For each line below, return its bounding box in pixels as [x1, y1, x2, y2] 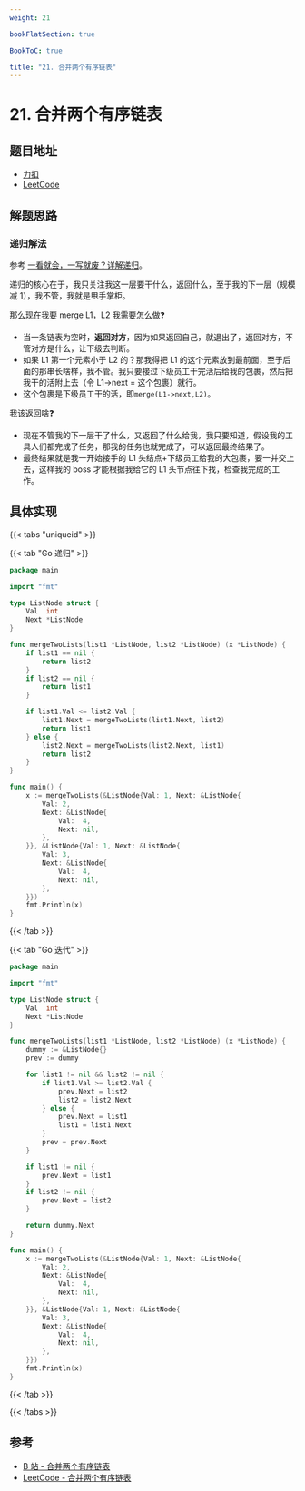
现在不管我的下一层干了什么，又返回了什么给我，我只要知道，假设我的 [22, 429, 286, 440]
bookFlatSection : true [9, 29, 95, 39]
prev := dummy [25, 1054, 79, 1063]
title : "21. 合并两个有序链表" [9, 63, 117, 72]
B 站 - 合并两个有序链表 [22, 1460, 111, 1471]
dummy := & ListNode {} [25, 1045, 107, 1054]
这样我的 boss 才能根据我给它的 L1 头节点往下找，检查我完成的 [38, 464, 272, 475]
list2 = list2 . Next [57, 1095, 132, 1104]
